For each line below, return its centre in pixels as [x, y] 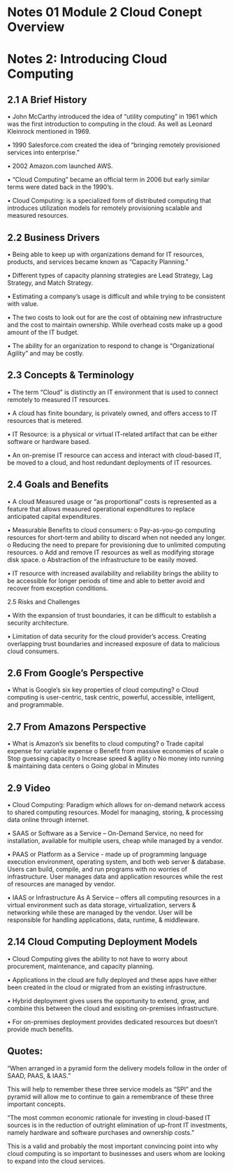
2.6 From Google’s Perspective [76, 673]
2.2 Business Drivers [53, 238]
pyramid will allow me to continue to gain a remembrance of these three [111, 1096]
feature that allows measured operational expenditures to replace [101, 509]
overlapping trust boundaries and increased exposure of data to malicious [114, 643]
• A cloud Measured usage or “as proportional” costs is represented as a [112, 501]
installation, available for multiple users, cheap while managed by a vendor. [115, 841]
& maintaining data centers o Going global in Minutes [83, 766]
